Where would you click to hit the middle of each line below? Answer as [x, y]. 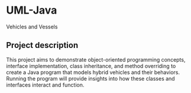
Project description [42, 45]
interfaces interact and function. [45, 85]
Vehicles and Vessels [32, 27]
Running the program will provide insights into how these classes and [91, 78]
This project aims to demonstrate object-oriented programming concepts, [96, 59]
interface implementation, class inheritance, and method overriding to [91, 66]
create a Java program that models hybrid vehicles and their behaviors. [93, 72]
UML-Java [32, 10]
